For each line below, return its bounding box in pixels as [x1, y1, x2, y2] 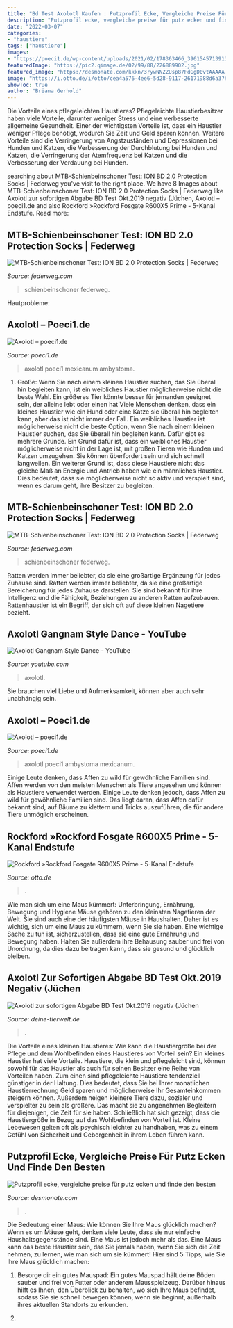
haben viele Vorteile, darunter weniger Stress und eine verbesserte [7, 114, 199, 122]
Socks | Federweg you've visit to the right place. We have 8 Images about [7, 179, 218, 188]
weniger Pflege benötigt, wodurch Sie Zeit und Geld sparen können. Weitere [7, 129, 225, 138]
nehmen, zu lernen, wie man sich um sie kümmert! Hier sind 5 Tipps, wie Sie [7, 1249, 225, 1258]
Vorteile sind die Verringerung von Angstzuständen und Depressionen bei [7, 136, 218, 145]
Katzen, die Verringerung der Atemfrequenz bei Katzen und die [7, 151, 188, 160]
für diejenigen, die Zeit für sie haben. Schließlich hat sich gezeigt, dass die [7, 1108, 221, 1117]
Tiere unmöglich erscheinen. [7, 811, 89, 819]
